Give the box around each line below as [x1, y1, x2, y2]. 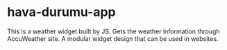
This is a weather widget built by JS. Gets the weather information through [7, 27, 220, 35]
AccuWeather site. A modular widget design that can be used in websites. [7, 34, 219, 42]
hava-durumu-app [7, 4, 116, 20]
